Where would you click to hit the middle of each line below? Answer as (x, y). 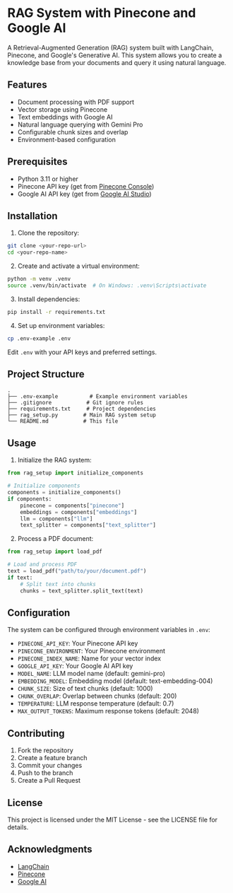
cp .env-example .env (39, 338)
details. (18, 827)
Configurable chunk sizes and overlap (73, 132)
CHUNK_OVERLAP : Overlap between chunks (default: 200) (97, 696)
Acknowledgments (50, 850)
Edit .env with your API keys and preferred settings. (82, 352)
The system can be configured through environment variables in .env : (109, 630)
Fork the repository (46, 750)
